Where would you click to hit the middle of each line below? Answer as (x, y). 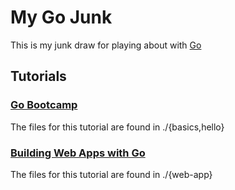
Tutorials (38, 76)
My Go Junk (61, 17)
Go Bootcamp (44, 105)
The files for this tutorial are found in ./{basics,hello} (117, 127)
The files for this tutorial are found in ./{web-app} (111, 174)
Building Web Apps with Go (78, 153)
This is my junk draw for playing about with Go (106, 45)
